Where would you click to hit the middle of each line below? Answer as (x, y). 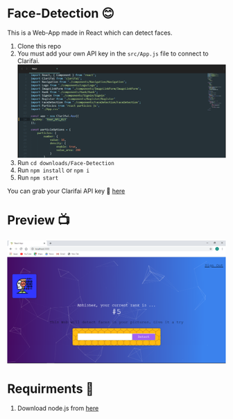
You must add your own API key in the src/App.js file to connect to (113, 53)
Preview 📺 (39, 220)
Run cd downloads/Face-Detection (66, 163)
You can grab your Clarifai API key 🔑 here (66, 191)
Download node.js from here (58, 409)
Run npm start (38, 178)
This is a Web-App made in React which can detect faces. (90, 33)
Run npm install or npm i (53, 170)
